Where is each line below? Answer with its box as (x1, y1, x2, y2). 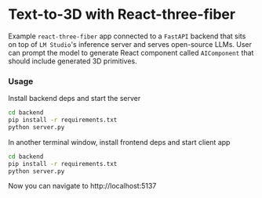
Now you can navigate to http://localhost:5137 (8, 182, 157, 191)
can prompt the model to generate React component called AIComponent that (8, 48, 254, 57)
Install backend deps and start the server (8, 94, 141, 103)
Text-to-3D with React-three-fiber (8, 5, 236, 23)
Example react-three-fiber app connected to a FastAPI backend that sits (8, 31, 246, 41)
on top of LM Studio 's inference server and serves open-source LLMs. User (8, 39, 253, 49)
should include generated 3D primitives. (8, 56, 137, 66)
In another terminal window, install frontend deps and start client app (8, 137, 231, 146)
